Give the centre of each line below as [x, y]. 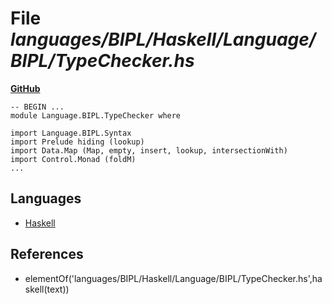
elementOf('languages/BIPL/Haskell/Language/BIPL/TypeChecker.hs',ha [173, 278]
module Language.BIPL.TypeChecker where [96, 115]
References [47, 254]
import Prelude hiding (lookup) [77, 142]
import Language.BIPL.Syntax [71, 133]
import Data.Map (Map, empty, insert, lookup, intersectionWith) [149, 150]
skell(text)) [47, 289]
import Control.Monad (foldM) [73, 159]
